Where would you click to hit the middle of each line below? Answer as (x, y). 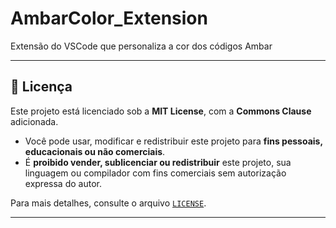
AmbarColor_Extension (109, 18)
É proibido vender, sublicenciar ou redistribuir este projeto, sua (158, 162)
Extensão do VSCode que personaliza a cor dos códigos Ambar (141, 46)
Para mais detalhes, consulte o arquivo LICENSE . (108, 203)
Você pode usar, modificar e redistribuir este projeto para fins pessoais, (173, 141)
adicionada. (34, 121)
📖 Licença (41, 87)
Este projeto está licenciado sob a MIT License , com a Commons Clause (161, 111)
